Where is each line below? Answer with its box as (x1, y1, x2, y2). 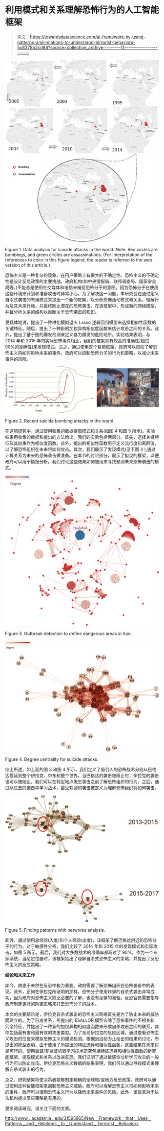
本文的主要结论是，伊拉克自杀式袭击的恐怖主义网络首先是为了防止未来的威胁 (5, 1011, 159, 1017)
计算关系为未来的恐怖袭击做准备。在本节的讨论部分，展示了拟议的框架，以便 (5, 452, 159, 458)
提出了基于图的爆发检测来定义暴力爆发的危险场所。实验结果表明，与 (13, 331, 150, 338)
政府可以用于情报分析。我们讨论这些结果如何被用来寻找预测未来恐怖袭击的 (5, 458, 155, 464)
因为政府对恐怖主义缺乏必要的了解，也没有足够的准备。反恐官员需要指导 (13, 994, 159, 1000)
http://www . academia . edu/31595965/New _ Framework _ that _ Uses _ (5, 1115, 151, 1121)
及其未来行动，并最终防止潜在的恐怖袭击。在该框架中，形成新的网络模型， (9, 303, 159, 309)
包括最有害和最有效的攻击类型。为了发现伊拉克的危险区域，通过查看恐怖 (9, 1029, 155, 1036)
